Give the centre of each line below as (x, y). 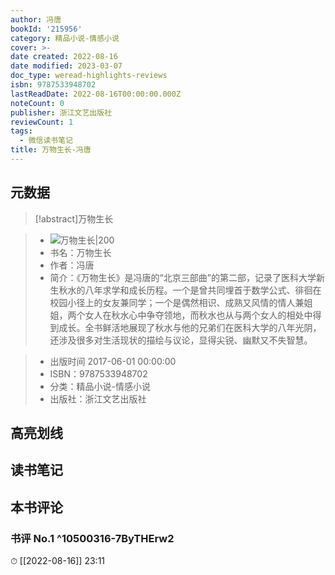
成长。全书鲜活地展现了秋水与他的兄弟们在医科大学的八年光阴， (190, 327)
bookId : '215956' (46, 29)
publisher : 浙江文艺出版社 (61, 112)
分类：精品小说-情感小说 (100, 386)
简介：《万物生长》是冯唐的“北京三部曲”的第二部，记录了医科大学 (183, 277)
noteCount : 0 (37, 103)
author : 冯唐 (36, 19)
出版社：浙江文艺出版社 (98, 398)
